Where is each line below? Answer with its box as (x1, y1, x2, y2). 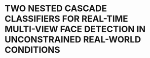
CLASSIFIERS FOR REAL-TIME (4, 13, 129, 24)
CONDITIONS (4, 44, 60, 56)
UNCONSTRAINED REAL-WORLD (4, 34, 141, 45)
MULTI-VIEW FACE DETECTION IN (4, 24, 146, 35)
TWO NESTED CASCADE (4, 3, 107, 14)
